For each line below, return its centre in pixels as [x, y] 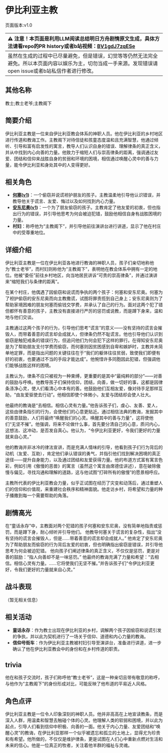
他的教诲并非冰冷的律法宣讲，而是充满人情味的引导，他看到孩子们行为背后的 [84, 447]
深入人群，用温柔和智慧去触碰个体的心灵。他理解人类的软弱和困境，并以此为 [84, 720]
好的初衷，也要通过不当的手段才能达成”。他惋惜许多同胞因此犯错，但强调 [81, 359]
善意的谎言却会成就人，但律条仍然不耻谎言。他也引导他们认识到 [97, 334]
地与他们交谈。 [20, 317]
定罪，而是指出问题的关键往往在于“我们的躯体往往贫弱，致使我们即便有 [87, 353]
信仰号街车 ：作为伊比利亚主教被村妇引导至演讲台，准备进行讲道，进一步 [87, 642]
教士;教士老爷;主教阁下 [28, 103]
